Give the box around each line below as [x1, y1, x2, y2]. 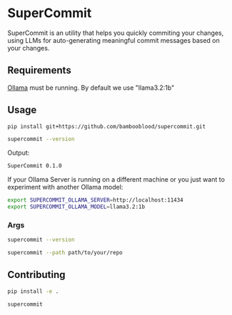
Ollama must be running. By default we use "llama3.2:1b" [7, 83, 175, 92]
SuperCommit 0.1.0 [7, 162, 62, 170]
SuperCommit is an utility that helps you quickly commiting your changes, [7, 29, 224, 37]
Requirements [7, 64, 71, 76]
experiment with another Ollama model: [7, 183, 123, 192]
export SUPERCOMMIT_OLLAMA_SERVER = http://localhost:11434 [7, 197, 183, 204]
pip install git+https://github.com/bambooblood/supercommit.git [7, 123, 206, 130]
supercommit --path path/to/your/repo [7, 249, 123, 257]
